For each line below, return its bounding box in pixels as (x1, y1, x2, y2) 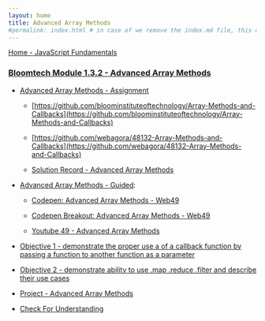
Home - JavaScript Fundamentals (8, 48, 118, 58)
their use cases (19, 273, 70, 282)
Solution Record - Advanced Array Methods (31, 165, 174, 174)
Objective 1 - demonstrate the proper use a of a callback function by (19, 241, 242, 251)
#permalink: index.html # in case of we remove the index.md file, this (8, 26, 252, 34)
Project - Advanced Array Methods (19, 289, 134, 298)
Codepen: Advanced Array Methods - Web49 (31, 195, 180, 205)
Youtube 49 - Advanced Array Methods (31, 226, 160, 235)
